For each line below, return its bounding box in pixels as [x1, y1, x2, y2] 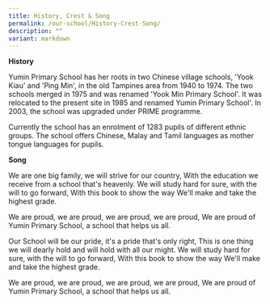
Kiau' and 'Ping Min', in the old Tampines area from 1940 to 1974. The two [8, 81, 253, 91]
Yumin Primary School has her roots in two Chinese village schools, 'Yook [8, 72, 254, 82]
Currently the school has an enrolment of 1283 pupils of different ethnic [8, 122, 247, 132]
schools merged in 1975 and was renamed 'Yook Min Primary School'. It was [8, 90, 263, 99]
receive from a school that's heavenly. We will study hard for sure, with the [8, 179, 257, 189]
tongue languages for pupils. [8, 139, 104, 150]
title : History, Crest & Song [8, 11, 111, 20]
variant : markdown [8, 34, 70, 43]
